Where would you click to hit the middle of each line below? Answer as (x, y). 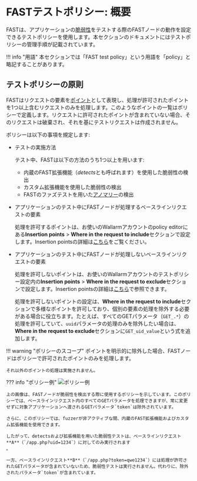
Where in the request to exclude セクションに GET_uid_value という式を (100, 331)
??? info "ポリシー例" (31, 382)
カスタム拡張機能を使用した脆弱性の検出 (72, 187)
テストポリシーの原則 (45, 85)
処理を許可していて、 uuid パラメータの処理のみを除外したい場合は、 (97, 323)
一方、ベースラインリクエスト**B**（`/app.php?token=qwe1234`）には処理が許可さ (97, 460)
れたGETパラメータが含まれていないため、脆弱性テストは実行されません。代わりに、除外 (97, 466)
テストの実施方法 (35, 147)
